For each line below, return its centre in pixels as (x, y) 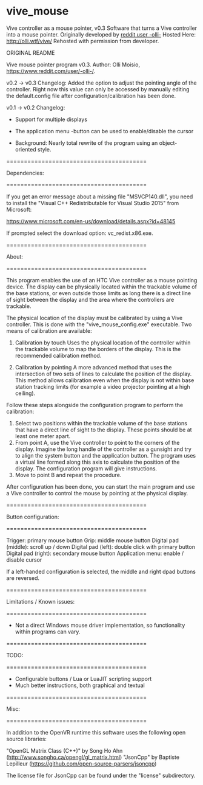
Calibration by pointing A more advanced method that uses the (93, 367)
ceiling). (25, 393)
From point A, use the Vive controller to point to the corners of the (97, 442)
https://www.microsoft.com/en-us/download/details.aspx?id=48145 (91, 221)
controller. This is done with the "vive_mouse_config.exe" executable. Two (99, 324)
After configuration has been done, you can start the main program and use (101, 487)
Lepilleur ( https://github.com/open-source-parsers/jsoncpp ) (82, 763)
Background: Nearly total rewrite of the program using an (86, 143)
